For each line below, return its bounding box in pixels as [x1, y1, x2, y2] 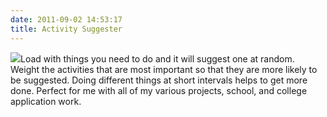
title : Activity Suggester [10, 24, 123, 34]
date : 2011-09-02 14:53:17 [10, 14, 123, 25]
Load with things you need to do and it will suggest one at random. [20, 52, 295, 65]
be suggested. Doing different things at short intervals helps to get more [10, 74, 308, 86]
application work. [10, 95, 82, 107]
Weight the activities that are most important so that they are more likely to [10, 63, 318, 75]
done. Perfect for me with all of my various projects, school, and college [10, 84, 308, 96]
